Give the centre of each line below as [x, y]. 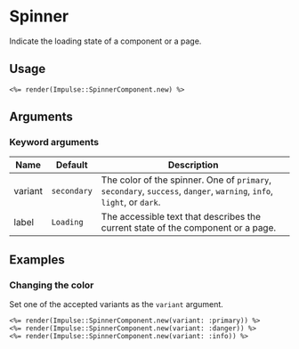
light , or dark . [131, 202]
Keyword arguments [54, 142]
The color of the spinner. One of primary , [186, 180]
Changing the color [52, 285]
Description [193, 165]
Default [72, 165]
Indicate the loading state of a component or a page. [105, 41]
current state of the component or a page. [189, 228]
